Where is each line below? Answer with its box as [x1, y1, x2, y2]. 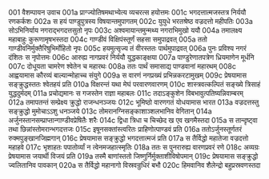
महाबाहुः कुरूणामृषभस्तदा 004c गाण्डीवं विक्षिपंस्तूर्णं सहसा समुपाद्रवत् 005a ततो [8, 34, 208, 44]
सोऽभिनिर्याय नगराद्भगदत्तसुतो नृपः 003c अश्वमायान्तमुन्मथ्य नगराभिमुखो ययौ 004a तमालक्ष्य [8, 26, 243, 35]
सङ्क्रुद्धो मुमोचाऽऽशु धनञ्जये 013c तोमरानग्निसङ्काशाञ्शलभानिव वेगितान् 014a [8, 106, 212, 116]
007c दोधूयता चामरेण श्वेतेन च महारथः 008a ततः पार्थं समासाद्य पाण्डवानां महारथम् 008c [8, 62, 236, 71]
